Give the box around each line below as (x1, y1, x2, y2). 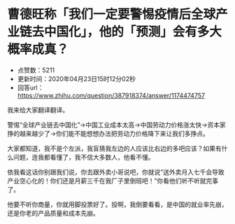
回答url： (17, 83, 44, 92)
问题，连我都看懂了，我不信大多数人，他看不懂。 (13, 153, 155, 161)
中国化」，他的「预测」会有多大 (44, 24, 222, 40)
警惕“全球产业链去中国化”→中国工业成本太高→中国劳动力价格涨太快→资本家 (7, 120, 226, 129)
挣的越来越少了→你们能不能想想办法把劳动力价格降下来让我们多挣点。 (7, 129, 210, 137)
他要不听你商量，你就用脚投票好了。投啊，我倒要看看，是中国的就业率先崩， (7, 200, 228, 209)
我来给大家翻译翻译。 (7, 106, 69, 114)
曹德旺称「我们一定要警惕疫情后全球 (7, 6, 216, 22)
